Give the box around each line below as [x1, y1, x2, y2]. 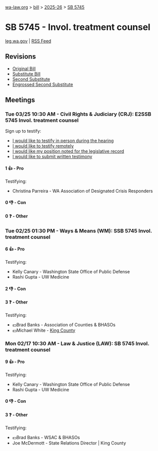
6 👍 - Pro [5, 246, 25, 252]
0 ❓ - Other [5, 213, 28, 219]
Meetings [5, 96, 36, 104]
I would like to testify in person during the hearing [12, 138, 114, 144]
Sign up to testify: [5, 128, 41, 134]
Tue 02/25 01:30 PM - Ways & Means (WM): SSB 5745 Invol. [5, 227, 152, 234]
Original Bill [12, 66, 36, 72]
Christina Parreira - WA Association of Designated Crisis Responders [12, 188, 153, 194]
